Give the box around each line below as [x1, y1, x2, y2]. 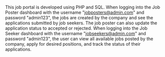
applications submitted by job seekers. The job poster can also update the [5, 20, 158, 26]
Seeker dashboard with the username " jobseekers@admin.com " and [5, 31, 146, 36]
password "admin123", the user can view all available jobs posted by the [5, 36, 154, 42]
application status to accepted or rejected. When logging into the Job [5, 25, 148, 31]
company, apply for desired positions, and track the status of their [5, 41, 141, 47]
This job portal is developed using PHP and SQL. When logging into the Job [5, 4, 161, 10]
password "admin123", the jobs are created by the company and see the [5, 15, 154, 20]
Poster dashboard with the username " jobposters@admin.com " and [5, 9, 145, 15]
